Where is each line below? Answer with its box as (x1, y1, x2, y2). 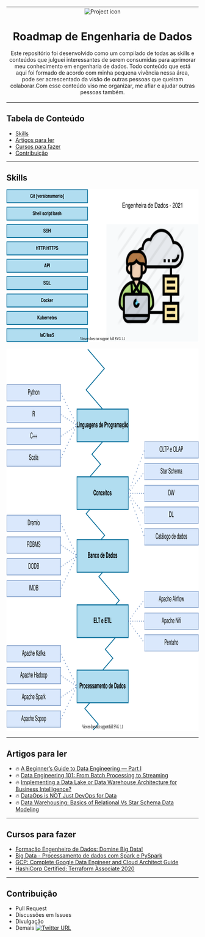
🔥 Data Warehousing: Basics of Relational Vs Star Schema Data (15, 799, 174, 806)
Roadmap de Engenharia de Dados (13, 29, 192, 43)
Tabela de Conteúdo (6, 114, 85, 124)
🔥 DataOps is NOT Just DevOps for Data (15, 792, 117, 799)
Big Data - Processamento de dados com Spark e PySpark (15, 852, 163, 859)
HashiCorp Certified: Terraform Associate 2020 (15, 865, 135, 872)
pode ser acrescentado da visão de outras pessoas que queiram (21, 76, 184, 83)
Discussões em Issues (15, 911, 72, 918)
